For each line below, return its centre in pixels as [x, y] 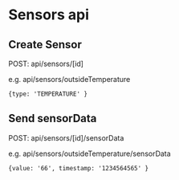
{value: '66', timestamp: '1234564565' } [79, 168]
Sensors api [49, 15]
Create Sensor [45, 45]
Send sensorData [53, 119]
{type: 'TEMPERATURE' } [48, 94]
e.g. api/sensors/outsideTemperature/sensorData [89, 153]
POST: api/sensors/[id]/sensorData [66, 137]
